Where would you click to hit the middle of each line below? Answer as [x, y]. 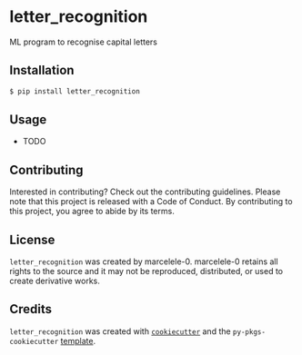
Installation [42, 70]
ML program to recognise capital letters [83, 42]
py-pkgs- [249, 332]
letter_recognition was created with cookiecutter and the [120, 331]
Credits [31, 309]
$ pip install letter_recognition [75, 91]
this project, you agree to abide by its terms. [92, 212]
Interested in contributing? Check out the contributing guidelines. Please [145, 192]
